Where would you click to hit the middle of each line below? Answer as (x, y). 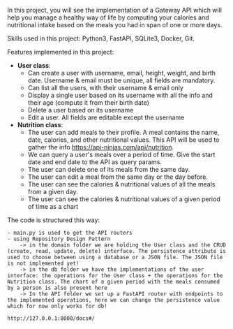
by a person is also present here (58, 288)
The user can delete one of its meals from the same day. (109, 169)
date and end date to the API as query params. (95, 162)
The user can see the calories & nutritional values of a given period (124, 199)
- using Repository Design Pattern (59, 239)
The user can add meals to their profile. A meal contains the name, (123, 132)
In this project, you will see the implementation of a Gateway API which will (114, 10)
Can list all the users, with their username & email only (105, 88)
